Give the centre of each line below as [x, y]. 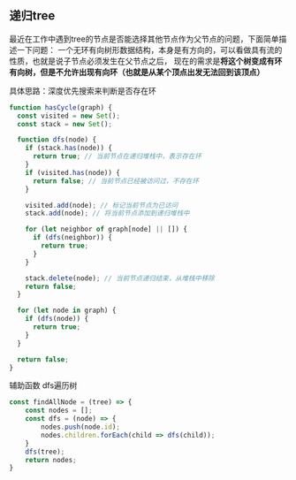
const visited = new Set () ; [69, 116]
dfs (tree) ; [45, 452]
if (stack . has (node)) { [69, 149]
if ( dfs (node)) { [57, 319]
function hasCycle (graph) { [61, 107]
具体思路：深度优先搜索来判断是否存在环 [83, 90]
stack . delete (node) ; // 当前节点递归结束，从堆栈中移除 [120, 278]
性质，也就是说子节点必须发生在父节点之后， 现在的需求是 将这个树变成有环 [146, 61]
